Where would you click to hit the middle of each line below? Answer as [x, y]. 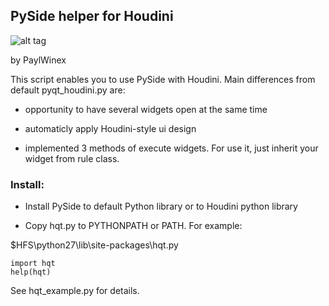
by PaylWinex [38, 60]
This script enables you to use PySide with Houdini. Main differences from [163, 79]
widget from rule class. [72, 158]
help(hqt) [31, 272]
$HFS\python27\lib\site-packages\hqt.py [94, 245]
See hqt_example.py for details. [75, 291]
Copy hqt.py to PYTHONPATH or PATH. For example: [133, 226]
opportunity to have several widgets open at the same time [146, 109]
